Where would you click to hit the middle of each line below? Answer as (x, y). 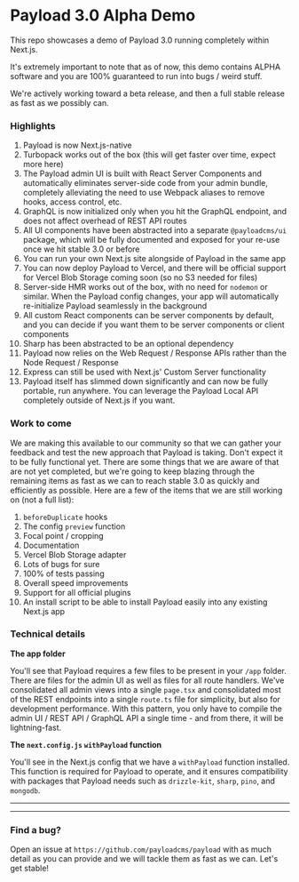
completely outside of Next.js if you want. (99, 400)
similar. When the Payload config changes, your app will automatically (151, 297)
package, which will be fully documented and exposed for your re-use (151, 240)
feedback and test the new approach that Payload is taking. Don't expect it (146, 452)
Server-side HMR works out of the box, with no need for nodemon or (146, 287)
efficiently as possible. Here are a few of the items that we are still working (146, 490)
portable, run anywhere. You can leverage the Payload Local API (141, 391)
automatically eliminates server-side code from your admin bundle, (146, 183)
